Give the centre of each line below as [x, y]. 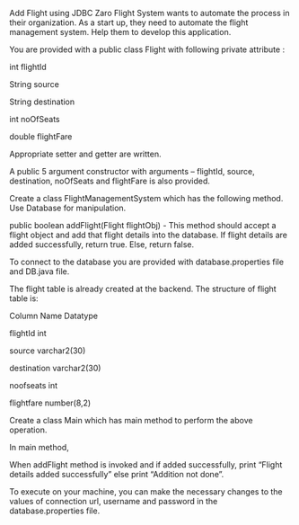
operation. [28, 430]
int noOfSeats [35, 119]
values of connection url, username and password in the [114, 501]
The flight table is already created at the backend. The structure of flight [143, 289]
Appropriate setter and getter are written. [85, 154]
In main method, [39, 447]
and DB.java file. [40, 271]
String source [35, 84]
